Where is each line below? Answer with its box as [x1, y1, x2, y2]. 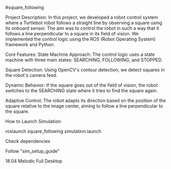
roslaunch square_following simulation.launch [5, 128, 101, 134]
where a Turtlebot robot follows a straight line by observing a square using [5, 20, 162, 26]
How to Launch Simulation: [5, 118, 62, 124]
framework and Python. [5, 41, 55, 48]
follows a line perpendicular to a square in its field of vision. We [5, 31, 139, 36]
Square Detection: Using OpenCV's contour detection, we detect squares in [5, 67, 165, 73]
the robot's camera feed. [5, 72, 58, 78]
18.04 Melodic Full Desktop [5, 158, 62, 164]
